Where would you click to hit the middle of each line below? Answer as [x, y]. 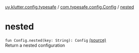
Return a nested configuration [35, 45]
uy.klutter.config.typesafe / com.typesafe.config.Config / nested [69, 7]
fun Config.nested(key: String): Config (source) [56, 40]
